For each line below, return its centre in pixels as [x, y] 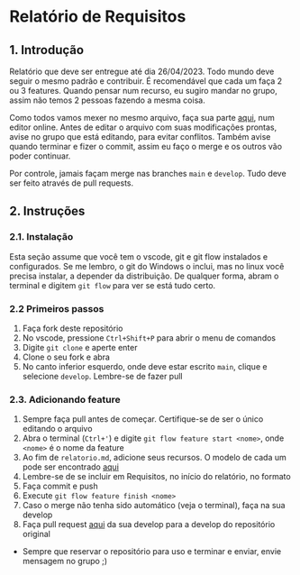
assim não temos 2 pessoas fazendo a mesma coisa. [107, 100]
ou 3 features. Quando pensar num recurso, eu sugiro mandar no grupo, [143, 91]
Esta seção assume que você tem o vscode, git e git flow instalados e [139, 256]
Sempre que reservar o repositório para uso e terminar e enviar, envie [152, 552]
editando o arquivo [57, 429]
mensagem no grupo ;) [65, 561]
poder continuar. [40, 156]
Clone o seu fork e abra [66, 357]
